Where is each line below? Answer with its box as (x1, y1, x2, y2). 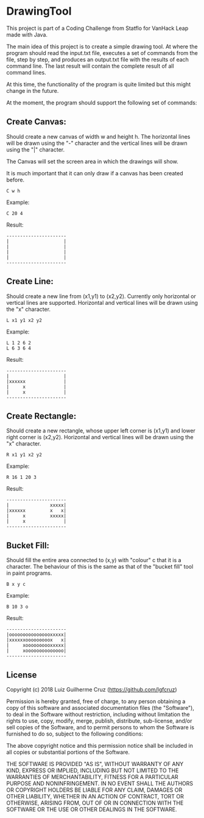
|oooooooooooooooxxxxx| (6, 632, 67, 638)
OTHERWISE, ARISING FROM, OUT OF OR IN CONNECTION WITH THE (6, 799, 184, 806)
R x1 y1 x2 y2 (6, 452, 43, 458)
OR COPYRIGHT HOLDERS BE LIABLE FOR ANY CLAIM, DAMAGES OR (6, 786, 183, 794)
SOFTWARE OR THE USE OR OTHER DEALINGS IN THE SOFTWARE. (6, 806, 177, 813)
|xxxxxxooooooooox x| (6, 637, 67, 643)
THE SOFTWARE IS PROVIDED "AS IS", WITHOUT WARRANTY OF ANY (6, 761, 184, 767)
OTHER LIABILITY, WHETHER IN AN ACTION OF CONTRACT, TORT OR (6, 793, 184, 800)
